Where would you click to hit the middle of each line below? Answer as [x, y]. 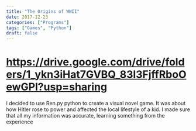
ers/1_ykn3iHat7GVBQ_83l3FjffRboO [96, 75]
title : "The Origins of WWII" [43, 11]
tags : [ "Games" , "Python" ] [39, 28]
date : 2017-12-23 [27, 17]
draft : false [22, 33]
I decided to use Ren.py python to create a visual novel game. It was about [96, 104]
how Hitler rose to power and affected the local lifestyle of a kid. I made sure [98, 109]
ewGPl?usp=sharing [56, 87]
